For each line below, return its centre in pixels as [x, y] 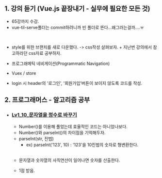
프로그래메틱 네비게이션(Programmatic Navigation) [61, 63]
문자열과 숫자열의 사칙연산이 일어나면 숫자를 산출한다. [69, 160]
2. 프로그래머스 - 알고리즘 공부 [47, 100]
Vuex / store [24, 73]
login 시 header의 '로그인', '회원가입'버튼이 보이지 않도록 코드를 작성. [77, 83]
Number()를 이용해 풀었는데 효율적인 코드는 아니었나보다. [73, 126]
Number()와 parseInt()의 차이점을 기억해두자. [62, 132]
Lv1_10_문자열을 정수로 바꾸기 [44, 115]
